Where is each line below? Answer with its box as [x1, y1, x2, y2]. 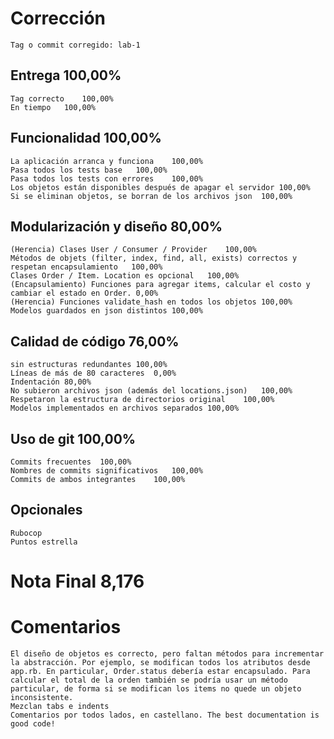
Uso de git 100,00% [10, 430, 137, 447]
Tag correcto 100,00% [10, 93, 114, 104]
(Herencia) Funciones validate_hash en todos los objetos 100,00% [10, 297, 293, 307]
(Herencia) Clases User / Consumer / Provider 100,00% [10, 245, 257, 255]
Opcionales [10, 502, 83, 519]
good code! [10, 718, 56, 729]
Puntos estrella [10, 537, 78, 547]
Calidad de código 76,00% [10, 333, 180, 350]
